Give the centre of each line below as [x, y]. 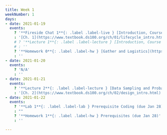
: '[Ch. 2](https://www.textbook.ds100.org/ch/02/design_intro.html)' [89, 93]
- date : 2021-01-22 [25, 97]
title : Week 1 [20, 10]
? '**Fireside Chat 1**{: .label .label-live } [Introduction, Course [89, 33]
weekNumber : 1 [20, 14]
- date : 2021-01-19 [25, 24]
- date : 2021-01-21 [25, 79]
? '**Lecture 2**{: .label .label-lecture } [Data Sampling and [82, 88]
